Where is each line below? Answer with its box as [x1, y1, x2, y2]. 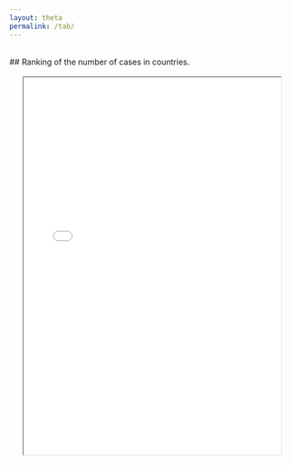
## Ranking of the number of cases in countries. [9, 56, 190, 67]
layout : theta [9, 13, 63, 23]
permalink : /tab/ [9, 22, 75, 31]
